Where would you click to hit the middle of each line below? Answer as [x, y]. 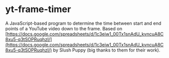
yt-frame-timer [38, 9]
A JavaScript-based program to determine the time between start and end [83, 23]
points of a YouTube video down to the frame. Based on [64, 28]
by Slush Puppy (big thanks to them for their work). [107, 50]
